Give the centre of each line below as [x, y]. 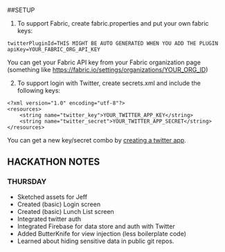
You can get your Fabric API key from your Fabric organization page [104, 62]
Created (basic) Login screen [59, 204]
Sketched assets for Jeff [52, 197]
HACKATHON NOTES [54, 162]
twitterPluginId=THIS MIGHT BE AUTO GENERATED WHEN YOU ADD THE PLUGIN [112, 44]
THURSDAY [27, 181]
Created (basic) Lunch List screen [65, 211]
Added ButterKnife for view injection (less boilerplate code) [102, 233]
